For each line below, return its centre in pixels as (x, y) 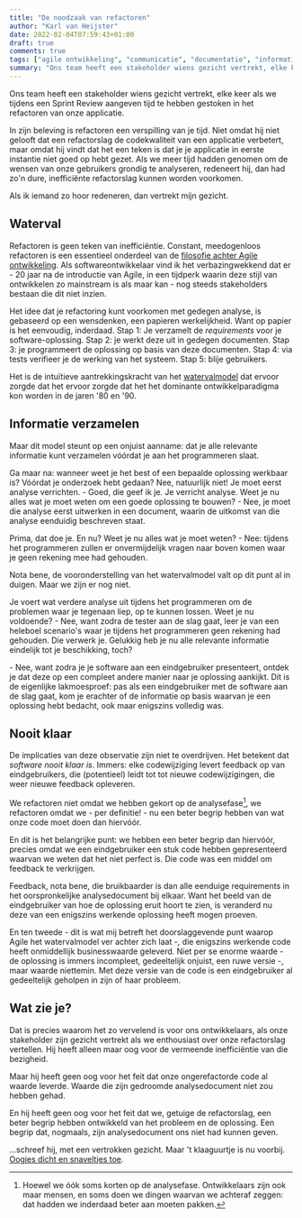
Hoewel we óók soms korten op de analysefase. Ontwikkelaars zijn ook (154, 1185)
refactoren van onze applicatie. (67, 113)
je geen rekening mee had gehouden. (79, 557)
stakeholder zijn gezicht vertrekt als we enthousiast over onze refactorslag (147, 1039)
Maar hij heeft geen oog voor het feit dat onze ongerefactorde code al (138, 1076)
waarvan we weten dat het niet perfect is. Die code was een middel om (141, 858)
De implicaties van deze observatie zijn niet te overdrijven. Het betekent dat (149, 756)
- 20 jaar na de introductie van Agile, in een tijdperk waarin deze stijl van (143, 274)
